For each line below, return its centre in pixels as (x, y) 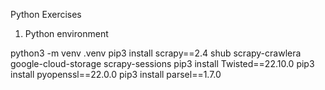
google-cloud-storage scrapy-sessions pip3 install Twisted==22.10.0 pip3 (162, 63)
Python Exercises (46, 14)
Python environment (66, 33)
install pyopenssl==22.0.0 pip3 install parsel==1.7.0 (116, 74)
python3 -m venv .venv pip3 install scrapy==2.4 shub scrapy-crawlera (156, 53)
